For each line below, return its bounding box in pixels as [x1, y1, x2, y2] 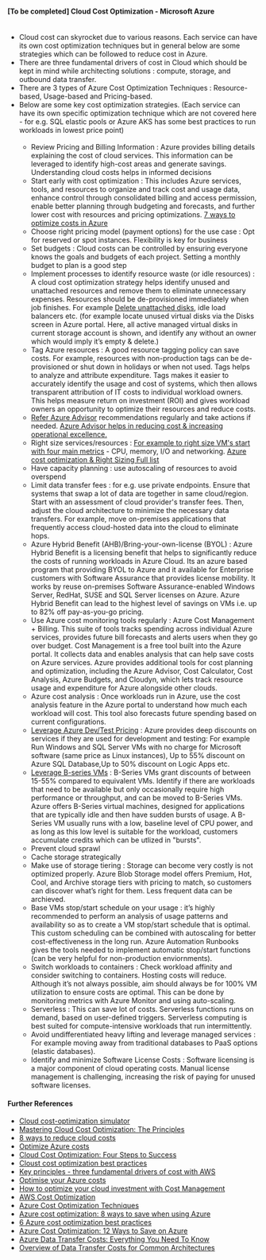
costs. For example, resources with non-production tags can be [30, 354, 239, 364]
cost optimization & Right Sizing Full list [30, 455, 160, 465]
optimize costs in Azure [30, 219, 108, 228]
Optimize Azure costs [18, 1141, 90, 1151]
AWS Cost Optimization [18, 1192, 96, 1202]
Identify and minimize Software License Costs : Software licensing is [30, 1055, 255, 1065]
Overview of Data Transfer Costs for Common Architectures [18, 1243, 215, 1253]
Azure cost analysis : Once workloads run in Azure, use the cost [30, 692, 241, 702]
